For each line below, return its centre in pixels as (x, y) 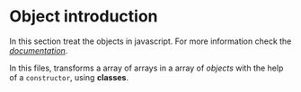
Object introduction (84, 17)
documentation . (39, 50)
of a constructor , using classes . (69, 77)
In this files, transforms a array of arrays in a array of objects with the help (146, 68)
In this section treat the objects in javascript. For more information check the (150, 41)
